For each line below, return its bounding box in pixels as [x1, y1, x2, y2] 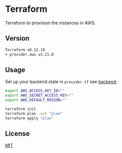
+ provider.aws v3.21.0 [5, 52, 54, 57]
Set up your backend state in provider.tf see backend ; [5, 79, 118, 85]
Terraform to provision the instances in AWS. [5, 20, 96, 26]
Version [5, 34, 30, 43]
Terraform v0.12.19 [5, 47, 45, 52]
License [5, 129, 30, 138]
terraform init [5, 106, 36, 111]
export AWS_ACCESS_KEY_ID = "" [5, 88, 65, 94]
